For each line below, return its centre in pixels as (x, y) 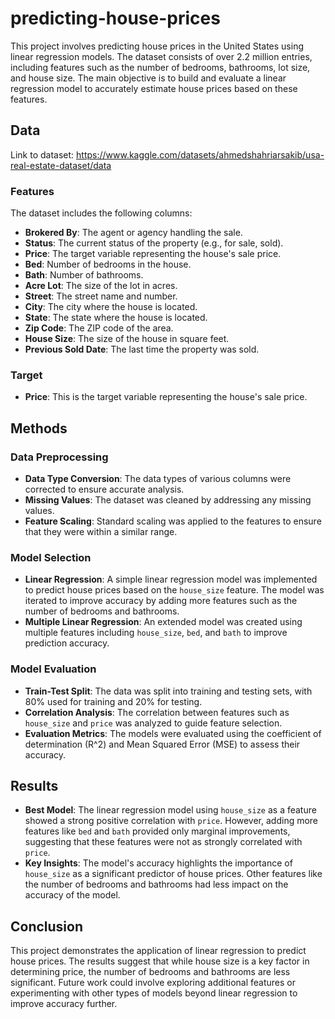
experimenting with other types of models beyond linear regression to (154, 993)
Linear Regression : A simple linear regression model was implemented (171, 579)
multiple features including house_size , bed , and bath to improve (156, 633)
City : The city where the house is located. (111, 307)
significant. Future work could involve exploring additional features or (153, 983)
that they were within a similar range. (101, 532)
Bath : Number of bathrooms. (84, 275)
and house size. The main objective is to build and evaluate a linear (148, 78)
